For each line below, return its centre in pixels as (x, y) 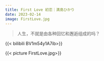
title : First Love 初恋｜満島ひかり (40, 10)
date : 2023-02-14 (23, 14)
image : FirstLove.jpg (27, 19)
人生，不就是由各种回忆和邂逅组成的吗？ (58, 34)
